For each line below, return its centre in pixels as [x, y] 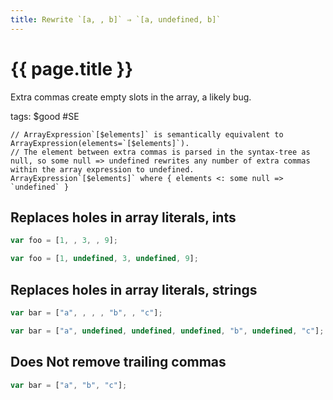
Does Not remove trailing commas [118, 362]
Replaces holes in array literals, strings [134, 289]
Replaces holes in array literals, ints [123, 217]
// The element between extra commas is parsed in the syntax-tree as [160, 152]
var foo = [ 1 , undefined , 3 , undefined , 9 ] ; [104, 259]
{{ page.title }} [72, 68]
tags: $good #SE [45, 116]
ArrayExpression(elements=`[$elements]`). [100, 143]
